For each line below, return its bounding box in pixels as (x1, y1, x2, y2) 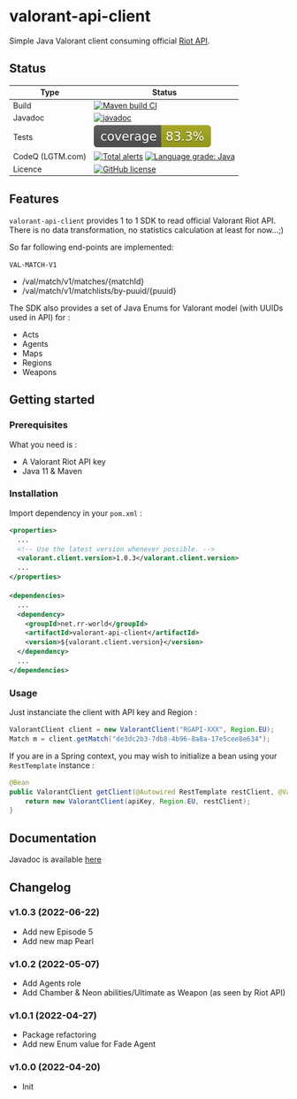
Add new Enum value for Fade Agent (21, 1039, 156, 1049)
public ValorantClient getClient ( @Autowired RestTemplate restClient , (9, 788, 275, 796)
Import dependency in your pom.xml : (9, 507, 143, 519)
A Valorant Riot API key (21, 456, 106, 466)
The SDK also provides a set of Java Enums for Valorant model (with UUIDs (9, 303, 284, 313)
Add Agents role (21, 978, 81, 988)
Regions (21, 357, 52, 368)
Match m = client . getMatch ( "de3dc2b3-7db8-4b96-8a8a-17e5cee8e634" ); (9, 734, 271, 743)
